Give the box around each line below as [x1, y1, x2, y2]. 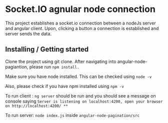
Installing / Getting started [5, 45, 89, 53]
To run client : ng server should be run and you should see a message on [5, 92, 156, 98]
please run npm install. [29, 63, 79, 69]
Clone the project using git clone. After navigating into [5, 58, 116, 64]
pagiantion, [5, 63, 28, 69]
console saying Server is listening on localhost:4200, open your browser [5, 98, 163, 104]
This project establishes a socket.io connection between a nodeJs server [5, 20, 156, 26]
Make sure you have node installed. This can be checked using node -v [5, 73, 152, 79]
